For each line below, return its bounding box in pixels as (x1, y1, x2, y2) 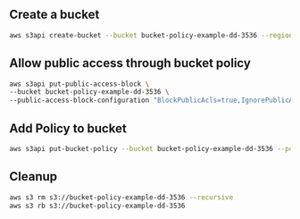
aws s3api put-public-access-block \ (9, 80, 150, 88)
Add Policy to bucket (9, 121, 127, 136)
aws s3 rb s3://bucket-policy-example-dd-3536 (9, 201, 186, 210)
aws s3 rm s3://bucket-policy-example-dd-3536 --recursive (9, 192, 234, 202)
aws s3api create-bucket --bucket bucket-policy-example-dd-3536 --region (9, 30, 294, 39)
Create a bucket (9, 7, 100, 22)
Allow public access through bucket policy (9, 55, 252, 71)
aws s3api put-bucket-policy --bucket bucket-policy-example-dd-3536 (9, 144, 274, 153)
